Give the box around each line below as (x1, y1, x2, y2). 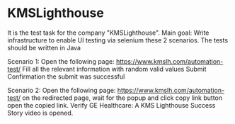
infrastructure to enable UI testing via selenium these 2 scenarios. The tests (7, 35, 229, 44)
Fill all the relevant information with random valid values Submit (22, 64, 207, 73)
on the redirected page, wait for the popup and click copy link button (22, 94, 223, 102)
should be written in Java (7, 43, 81, 52)
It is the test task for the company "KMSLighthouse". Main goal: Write (7, 28, 210, 37)
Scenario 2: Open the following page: (7, 86, 116, 94)
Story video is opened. (7, 108, 74, 117)
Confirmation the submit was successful (7, 72, 125, 81)
